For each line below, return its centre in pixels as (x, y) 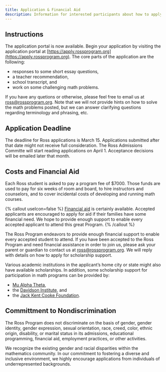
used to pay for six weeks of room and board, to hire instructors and (75, 188)
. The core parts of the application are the (111, 57)
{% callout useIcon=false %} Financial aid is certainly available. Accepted (80, 209)
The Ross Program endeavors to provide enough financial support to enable (82, 234)
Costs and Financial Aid (42, 171)
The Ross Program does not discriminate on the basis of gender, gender (79, 323)
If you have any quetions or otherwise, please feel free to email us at (75, 97)
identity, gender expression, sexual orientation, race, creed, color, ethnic (79, 328)
